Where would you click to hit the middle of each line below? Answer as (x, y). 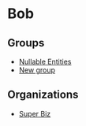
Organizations (43, 95)
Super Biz (35, 113)
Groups (26, 43)
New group (37, 70)
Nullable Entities (45, 61)
